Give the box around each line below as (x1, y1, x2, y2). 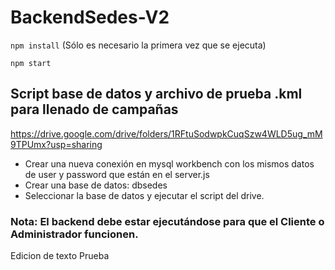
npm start (10, 58, 52, 68)
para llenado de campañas (10, 101, 179, 118)
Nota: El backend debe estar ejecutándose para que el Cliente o (10, 214, 325, 228)
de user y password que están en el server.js (24, 168, 210, 180)
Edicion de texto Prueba (10, 250, 110, 262)
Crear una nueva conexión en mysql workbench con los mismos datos (24, 157, 315, 170)
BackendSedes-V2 (10, 6, 170, 29)
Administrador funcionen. (10, 227, 139, 241)
